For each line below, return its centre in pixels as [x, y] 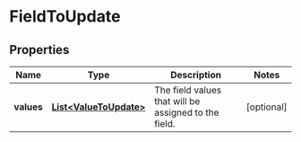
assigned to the [186, 112]
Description [196, 75]
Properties [39, 50]
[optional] [267, 107]
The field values [188, 90]
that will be [177, 101]
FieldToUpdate [65, 17]
